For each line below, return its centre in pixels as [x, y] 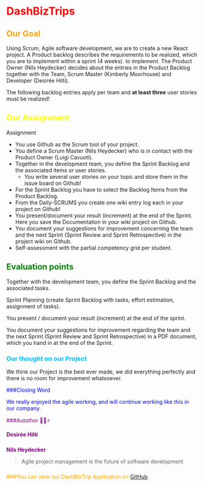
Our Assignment [38, 118]
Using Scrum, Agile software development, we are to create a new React [97, 48]
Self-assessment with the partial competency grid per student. [93, 248]
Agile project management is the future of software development [102, 461]
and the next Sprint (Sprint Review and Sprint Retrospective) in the [98, 235]
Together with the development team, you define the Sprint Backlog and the [101, 282]
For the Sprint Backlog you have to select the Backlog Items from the [101, 189]
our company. [24, 408]
